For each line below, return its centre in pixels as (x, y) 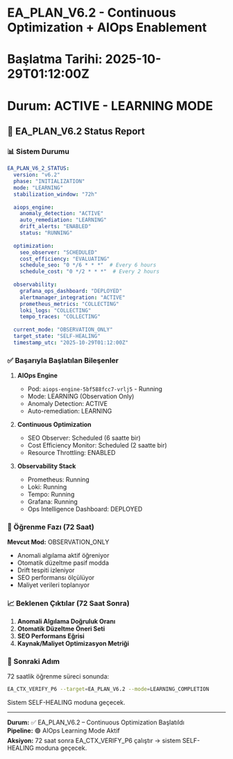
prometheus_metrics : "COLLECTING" (69, 304)
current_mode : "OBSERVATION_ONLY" (63, 330)
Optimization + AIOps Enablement (107, 27)
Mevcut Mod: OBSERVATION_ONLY (58, 542)
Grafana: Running (53, 502)
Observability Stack (46, 466)
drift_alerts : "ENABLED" (55, 227)
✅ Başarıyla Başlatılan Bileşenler (63, 360)
